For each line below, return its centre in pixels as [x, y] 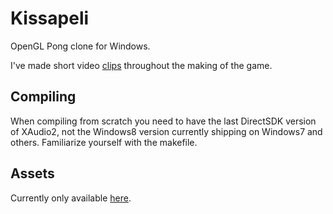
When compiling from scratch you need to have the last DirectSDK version [163, 121]
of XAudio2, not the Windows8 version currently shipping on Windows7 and [166, 131]
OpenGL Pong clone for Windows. [80, 46]
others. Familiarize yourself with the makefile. [104, 142]
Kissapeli [50, 18]
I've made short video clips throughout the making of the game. [141, 65]
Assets [32, 173]
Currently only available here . [71, 198]
